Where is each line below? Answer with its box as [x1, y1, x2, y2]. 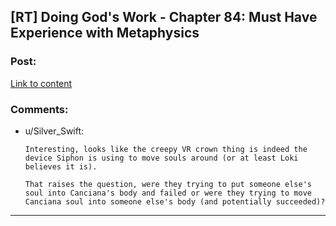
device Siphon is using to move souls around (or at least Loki [24, 153, 299, 163]
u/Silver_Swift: [24, 125, 85, 137]
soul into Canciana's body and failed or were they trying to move [24, 188, 312, 198]
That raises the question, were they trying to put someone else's [24, 179, 312, 189]
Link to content [10, 77, 73, 89]
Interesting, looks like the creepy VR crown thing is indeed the [24, 144, 308, 154]
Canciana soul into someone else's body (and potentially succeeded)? [24, 196, 326, 207]
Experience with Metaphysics [10, 25, 200, 42]
